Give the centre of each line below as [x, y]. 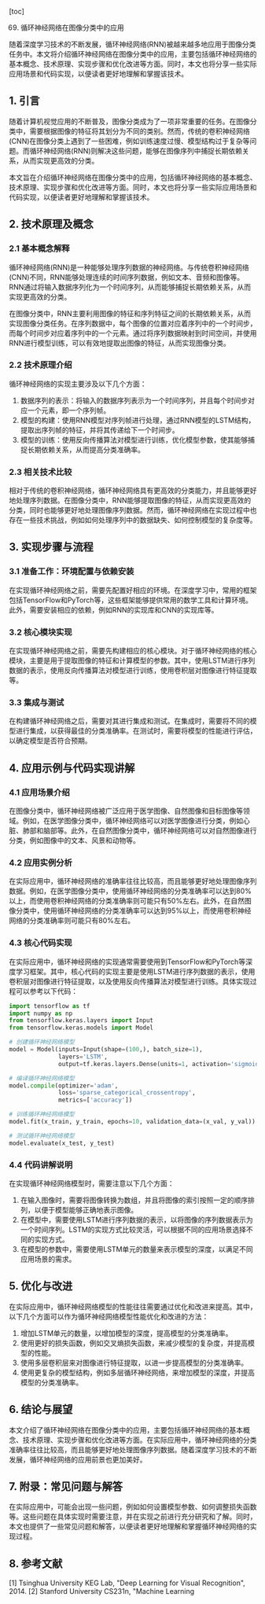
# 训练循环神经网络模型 [42, 1115]
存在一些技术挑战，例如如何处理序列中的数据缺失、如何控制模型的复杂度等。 [133, 520]
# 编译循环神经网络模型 [42, 1078]
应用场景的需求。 [48, 1259]
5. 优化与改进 [41, 1286]
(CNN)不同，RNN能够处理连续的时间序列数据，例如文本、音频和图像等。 [127, 277]
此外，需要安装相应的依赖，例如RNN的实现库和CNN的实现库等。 [114, 609]
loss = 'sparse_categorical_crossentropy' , [127, 1093]
